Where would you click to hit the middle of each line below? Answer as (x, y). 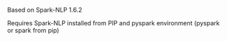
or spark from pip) (33, 30)
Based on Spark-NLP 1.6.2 (45, 10)
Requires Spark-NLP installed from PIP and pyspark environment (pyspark (113, 23)
